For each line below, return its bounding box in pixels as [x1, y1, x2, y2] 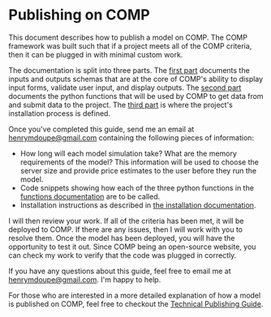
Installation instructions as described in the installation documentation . [19, 200, 256, 210]
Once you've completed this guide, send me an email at [8, 124, 195, 134]
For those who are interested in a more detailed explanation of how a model [8, 290, 261, 300]
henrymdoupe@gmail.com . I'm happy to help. [8, 274, 161, 285]
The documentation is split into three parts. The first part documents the [8, 65, 250, 75]
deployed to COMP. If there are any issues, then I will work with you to [8, 225, 243, 234]
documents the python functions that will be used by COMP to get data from [8, 91, 264, 101]
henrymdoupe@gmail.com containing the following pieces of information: [8, 132, 254, 143]
